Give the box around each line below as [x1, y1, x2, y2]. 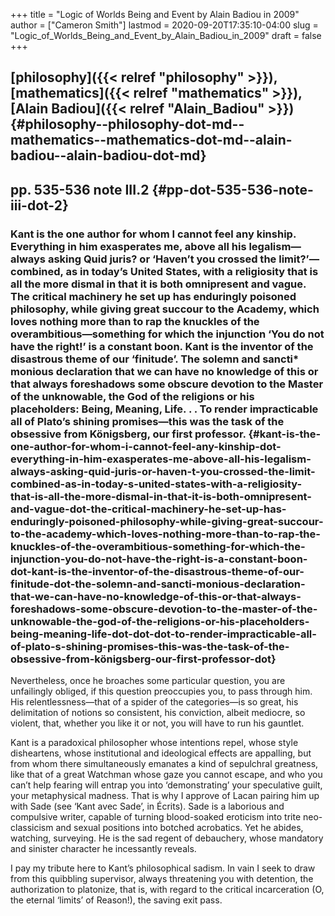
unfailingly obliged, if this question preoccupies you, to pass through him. [10, 685, 313, 698]
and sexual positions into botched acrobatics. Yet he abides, [55, 822, 304, 834]
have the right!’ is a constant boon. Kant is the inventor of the [10, 339, 314, 353]
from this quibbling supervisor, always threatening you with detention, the [10, 873, 314, 885]
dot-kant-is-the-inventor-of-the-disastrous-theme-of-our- [10, 564, 305, 578]
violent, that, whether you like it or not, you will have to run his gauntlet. [10, 717, 305, 729]
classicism [10, 822, 54, 834]
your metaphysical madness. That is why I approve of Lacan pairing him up [10, 790, 320, 802]
